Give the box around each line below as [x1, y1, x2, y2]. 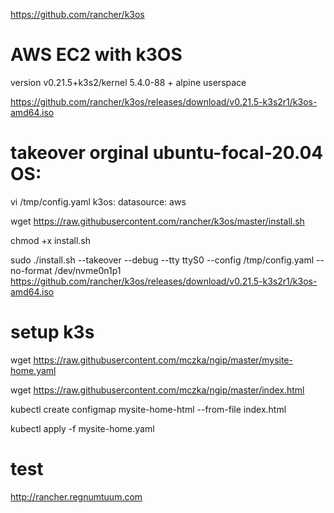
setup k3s [10, 321, 95, 344]
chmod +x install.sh [10, 234, 92, 246]
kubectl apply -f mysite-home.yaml [10, 422, 155, 434]
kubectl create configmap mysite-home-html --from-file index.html [10, 403, 287, 415]
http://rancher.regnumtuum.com [10, 490, 143, 503]
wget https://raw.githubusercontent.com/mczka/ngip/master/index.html [10, 384, 305, 396]
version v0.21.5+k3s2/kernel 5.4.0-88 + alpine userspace [10, 76, 247, 88]
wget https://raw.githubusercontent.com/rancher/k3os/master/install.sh [10, 215, 305, 227]
